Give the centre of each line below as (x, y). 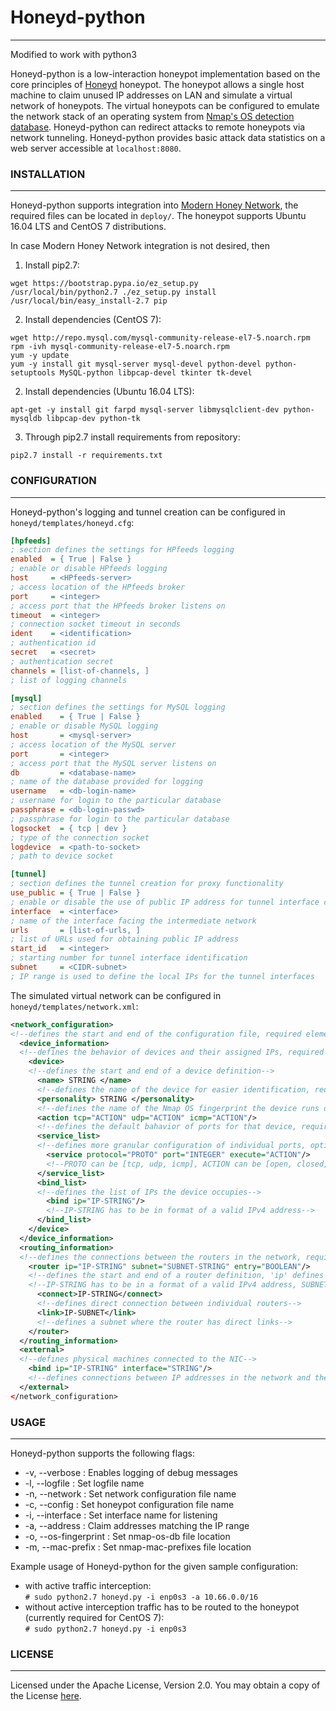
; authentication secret (62, 661)
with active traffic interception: (88, 1585)
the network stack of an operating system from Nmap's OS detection (152, 116)
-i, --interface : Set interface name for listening (121, 1515)
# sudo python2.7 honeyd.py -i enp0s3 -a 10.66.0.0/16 (141, 1597)
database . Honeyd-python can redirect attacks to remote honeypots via (158, 127)
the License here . (46, 1696)
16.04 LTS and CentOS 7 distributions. (88, 227)
